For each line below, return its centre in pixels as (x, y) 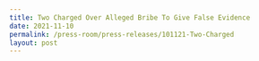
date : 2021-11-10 (42, 26)
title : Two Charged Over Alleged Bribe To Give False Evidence (130, 17)
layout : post (34, 43)
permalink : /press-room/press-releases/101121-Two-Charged (122, 34)
